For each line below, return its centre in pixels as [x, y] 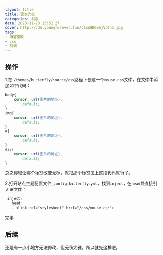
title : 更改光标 [20, 14]
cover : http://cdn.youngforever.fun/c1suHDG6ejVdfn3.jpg [64, 28]
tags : [10, 32]
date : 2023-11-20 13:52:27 [32, 23]
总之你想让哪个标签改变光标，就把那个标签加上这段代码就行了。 [69, 173]
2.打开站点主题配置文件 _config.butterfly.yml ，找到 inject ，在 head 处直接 [79, 183]
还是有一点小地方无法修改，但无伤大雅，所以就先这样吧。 [63, 247]
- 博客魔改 [15, 37]
